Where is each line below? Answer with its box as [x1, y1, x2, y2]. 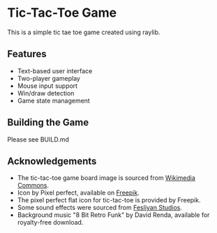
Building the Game [7, 116, 89, 128]
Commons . [17, 181, 50, 190]
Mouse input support [17, 82, 78, 90]
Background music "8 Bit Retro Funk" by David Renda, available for [17, 211, 210, 219]
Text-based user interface [17, 66, 93, 75]
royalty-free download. [17, 218, 84, 227]
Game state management [17, 96, 91, 105]
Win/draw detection [17, 89, 75, 97]
